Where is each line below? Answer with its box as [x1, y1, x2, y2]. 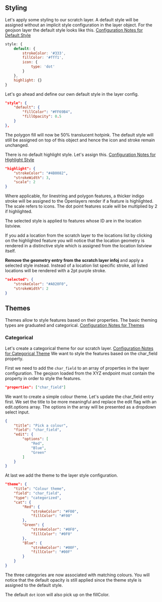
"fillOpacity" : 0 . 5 [22, 114, 62, 119]
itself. [5, 248, 16, 254]
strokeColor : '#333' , [22, 51, 66, 55]
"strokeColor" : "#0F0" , [30, 527, 79, 532]
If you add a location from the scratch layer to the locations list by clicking [5, 233, 152, 239]
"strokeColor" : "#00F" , [30, 545, 79, 550]
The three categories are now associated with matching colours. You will [5, 572, 150, 578]
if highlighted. [5, 208, 32, 214]
